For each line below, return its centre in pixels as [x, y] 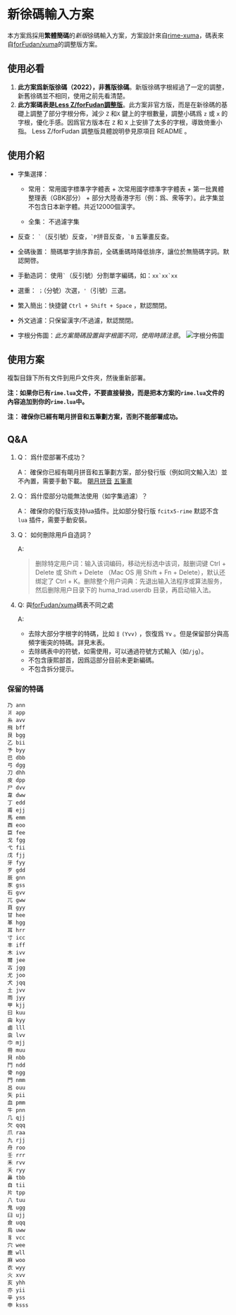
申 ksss [18, 1305]
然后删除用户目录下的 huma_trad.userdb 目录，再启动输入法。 [125, 590]
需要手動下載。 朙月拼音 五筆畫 [87, 481]
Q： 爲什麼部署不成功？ [52, 457]
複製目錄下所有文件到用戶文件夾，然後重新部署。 [78, 378]
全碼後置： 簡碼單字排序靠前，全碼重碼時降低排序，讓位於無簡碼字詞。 [120, 251]
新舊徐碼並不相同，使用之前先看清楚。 [73, 95]
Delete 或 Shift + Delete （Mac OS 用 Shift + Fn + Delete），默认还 [130, 572]
